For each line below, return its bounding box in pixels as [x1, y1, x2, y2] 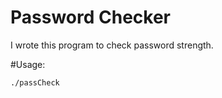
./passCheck [10, 77, 60, 88]
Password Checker [10, 6, 171, 29]
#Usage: [10, 58, 46, 70]
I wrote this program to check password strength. [10, 39, 214, 51]
